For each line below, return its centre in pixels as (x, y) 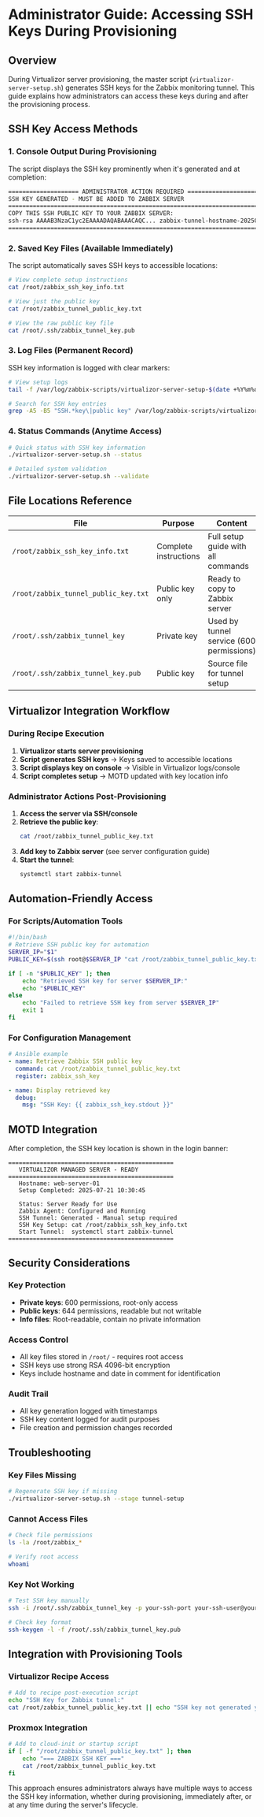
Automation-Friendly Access (81, 899)
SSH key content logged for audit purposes (90, 1419)
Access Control (38, 1340)
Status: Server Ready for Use (68, 1204)
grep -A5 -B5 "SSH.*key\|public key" (70, 411)
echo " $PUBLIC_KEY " (54, 988)
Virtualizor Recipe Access (59, 1676)
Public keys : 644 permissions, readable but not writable (110, 1310)
